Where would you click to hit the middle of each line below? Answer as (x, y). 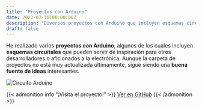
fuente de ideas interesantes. (43, 71)
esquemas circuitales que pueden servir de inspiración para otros (89, 52)
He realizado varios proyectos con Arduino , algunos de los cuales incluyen (100, 46)
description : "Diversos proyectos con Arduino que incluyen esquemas (95, 23)
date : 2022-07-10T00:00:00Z (41, 17)
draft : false (23, 29)
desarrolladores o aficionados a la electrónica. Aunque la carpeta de (91, 58)
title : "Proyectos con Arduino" (47, 12)
